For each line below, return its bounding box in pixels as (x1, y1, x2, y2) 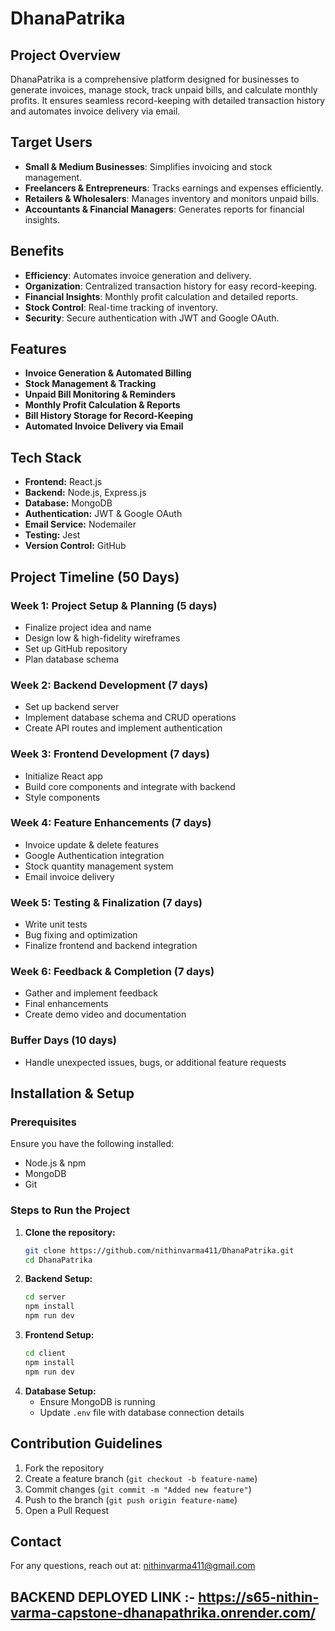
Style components (24, 791, 101, 803)
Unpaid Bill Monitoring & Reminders (24, 388, 176, 401)
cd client (24, 1348, 67, 1359)
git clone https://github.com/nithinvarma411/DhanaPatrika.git (24, 1245, 295, 1256)
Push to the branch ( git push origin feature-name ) (24, 1493, 238, 1506)
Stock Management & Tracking (24, 378, 157, 390)
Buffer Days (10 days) (10, 1033, 118, 1047)
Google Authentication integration (24, 849, 165, 861)
